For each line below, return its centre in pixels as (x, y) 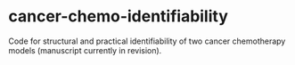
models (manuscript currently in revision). (85, 50)
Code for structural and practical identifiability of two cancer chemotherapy (147, 41)
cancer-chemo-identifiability (119, 16)
